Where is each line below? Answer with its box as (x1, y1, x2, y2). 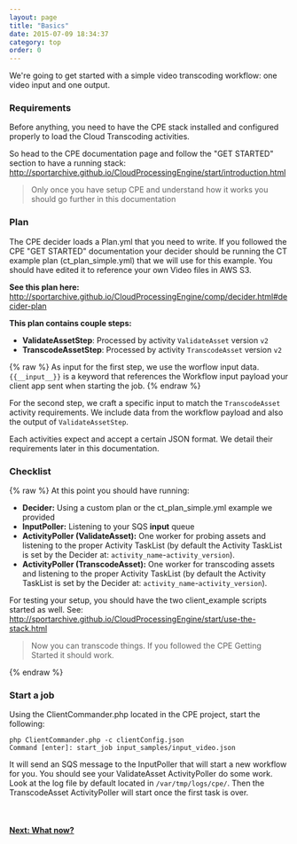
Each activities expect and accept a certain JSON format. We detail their (9, 434, 273, 444)
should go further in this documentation (30, 194, 176, 205)
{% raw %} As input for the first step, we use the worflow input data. (9, 361, 260, 372)
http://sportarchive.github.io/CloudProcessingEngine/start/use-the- (9, 613, 256, 625)
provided (21, 512, 56, 523)
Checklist (9, 465, 51, 477)
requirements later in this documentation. (9, 442, 160, 453)
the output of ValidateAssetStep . (9, 416, 129, 426)
